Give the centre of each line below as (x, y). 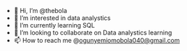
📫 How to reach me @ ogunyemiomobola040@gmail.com (97, 40)
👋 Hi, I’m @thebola (40, 11)
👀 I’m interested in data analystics (62, 18)
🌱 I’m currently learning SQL (54, 25)
